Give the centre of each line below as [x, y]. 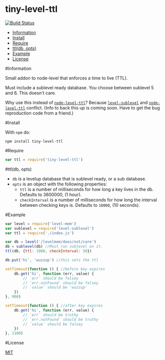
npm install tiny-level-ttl [34, 141]
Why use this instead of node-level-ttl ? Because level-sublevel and [77, 102]
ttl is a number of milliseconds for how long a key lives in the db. [86, 189]
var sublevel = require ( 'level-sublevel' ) [50, 228]
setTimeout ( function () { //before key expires [55, 269]
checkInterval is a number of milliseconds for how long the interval [88, 200]
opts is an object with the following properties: [60, 184]
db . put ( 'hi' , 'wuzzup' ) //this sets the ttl [52, 260]
